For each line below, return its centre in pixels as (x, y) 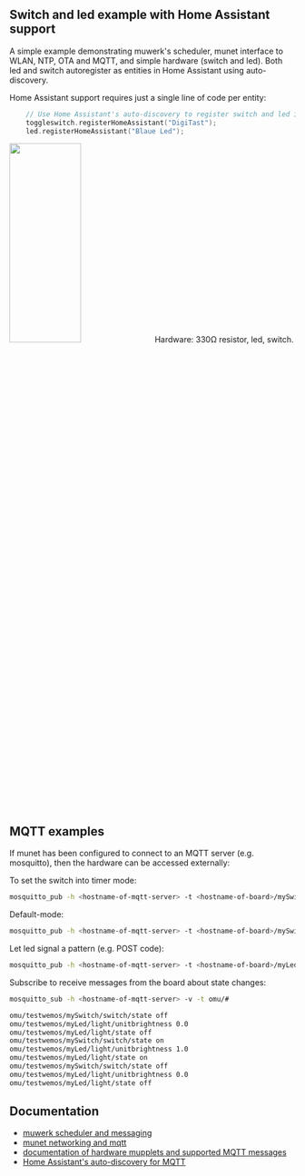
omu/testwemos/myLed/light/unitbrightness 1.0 (99, 1049)
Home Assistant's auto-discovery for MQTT (104, 1162)
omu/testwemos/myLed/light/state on (79, 1058)
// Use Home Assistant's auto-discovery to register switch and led (158, 114)
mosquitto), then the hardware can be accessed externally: (120, 863)
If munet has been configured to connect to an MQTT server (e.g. (132, 854)
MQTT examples (57, 831)
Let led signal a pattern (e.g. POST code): (87, 949)
